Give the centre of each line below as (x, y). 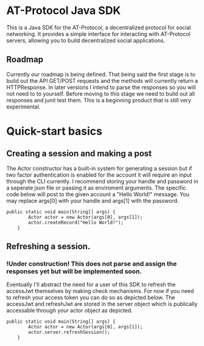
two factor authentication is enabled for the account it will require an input (99, 175)
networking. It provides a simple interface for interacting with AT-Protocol (98, 34)
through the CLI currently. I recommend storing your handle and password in (102, 181)
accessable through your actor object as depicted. (69, 311)
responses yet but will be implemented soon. (74, 272)
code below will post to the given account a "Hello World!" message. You (98, 194)
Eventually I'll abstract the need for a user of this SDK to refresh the (91, 284)
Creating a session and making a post (79, 154)
